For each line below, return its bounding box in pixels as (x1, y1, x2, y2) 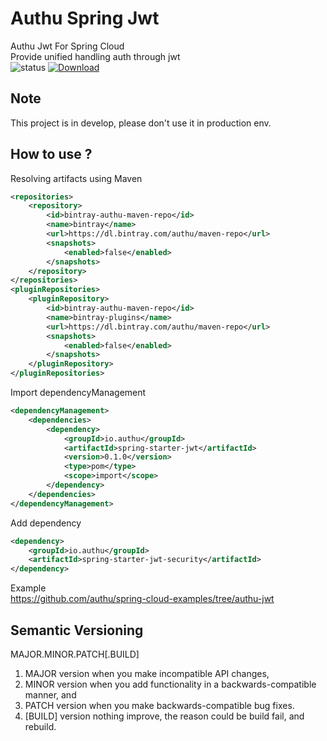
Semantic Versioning (10, 622, 144, 639)
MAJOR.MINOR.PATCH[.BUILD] (10, 648, 140, 660)
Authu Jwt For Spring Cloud (10, 40, 125, 52)
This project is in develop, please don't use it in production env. (10, 117, 272, 129)
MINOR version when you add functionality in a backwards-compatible (24, 678, 317, 690)
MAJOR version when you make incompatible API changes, (24, 668, 270, 679)
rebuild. (24, 721, 57, 732)
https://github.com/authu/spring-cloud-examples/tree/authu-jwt (10, 593, 275, 605)
